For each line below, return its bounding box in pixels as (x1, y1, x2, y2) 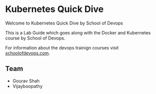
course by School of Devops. (5, 35, 65, 41)
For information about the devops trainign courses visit (5, 44, 119, 50)
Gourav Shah (12, 77, 40, 83)
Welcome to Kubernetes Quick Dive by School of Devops (5, 20, 123, 26)
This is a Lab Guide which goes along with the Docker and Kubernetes (5, 29, 151, 35)
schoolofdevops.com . (5, 50, 50, 56)
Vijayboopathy (12, 83, 43, 89)
